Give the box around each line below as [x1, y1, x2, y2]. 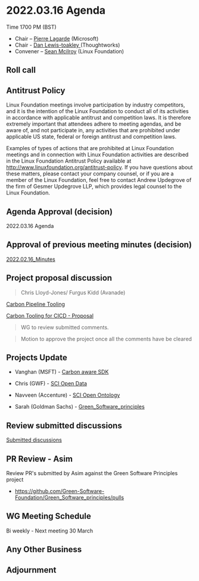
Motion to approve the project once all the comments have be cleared [20, 335, 192, 342]
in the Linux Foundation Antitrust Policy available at [6, 157, 132, 165]
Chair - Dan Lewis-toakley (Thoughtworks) [14, 41, 120, 48]
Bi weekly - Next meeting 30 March [6, 527, 94, 534]
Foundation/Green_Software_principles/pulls [14, 494, 124, 501]
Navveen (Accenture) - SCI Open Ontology [14, 391, 120, 399]
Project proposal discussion [6, 273, 112, 283]
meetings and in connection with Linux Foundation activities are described [6, 151, 189, 159]
